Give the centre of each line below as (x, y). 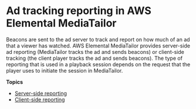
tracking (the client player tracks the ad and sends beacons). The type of (94, 58)
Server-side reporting (41, 93)
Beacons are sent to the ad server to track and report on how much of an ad (98, 39)
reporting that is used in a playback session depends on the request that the (98, 64)
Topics (15, 82)
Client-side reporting (40, 99)
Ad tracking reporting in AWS (79, 11)
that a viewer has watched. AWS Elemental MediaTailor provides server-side (98, 46)
